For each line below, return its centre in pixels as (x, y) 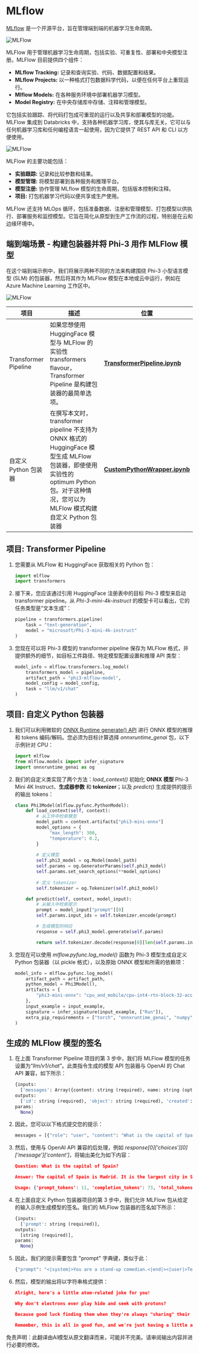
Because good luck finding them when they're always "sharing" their (102, 1314)
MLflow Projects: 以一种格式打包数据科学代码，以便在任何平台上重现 (99, 80)
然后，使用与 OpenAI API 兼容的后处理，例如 (69, 1148)
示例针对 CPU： (34, 745)
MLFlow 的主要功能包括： (37, 161)
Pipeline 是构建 (71, 384)
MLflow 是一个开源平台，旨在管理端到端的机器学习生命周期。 (81, 28)
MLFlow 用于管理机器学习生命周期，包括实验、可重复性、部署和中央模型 (94, 52)
